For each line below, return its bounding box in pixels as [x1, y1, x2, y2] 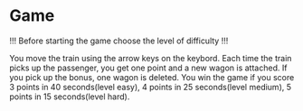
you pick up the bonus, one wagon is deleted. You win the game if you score [9, 71, 295, 82]
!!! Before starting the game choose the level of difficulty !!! [9, 35, 229, 46]
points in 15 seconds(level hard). [9, 91, 130, 102]
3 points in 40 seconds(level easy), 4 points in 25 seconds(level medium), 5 [9, 81, 292, 92]
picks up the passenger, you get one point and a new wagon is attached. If [9, 62, 288, 73]
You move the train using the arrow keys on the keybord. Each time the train [9, 52, 292, 63]
